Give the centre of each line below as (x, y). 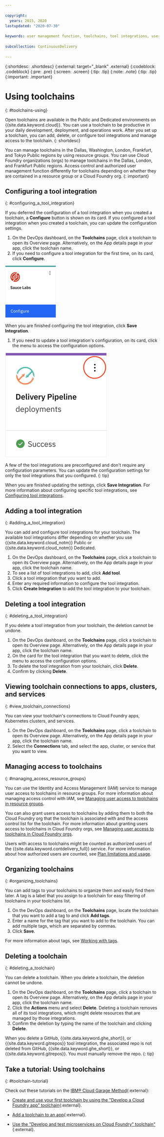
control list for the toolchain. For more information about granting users (76, 823)
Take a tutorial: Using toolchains (55, 1069)
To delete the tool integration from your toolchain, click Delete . (75, 666)
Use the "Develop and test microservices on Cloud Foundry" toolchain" (84, 1124)
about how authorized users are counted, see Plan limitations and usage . (78, 854)
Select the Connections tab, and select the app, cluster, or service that (83, 746)
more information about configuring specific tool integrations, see (71, 490)
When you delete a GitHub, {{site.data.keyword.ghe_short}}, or (68, 1038)
